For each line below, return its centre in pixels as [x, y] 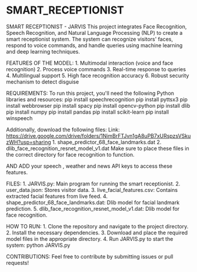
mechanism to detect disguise [43, 82]
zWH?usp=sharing [29, 142]
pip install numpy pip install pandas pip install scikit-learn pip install [88, 112]
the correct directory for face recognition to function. [70, 154]
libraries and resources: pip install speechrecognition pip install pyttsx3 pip [97, 99]
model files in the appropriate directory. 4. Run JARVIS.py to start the [90, 238]
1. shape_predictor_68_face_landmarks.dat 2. [107, 142]
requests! [18, 263]
